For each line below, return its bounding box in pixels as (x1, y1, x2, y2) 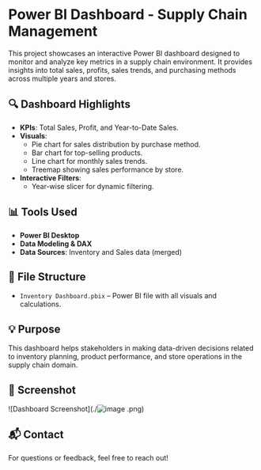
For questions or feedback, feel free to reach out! (8, 453, 168, 462)
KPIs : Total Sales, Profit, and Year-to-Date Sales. (19, 123, 180, 132)
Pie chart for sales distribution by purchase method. (31, 139, 201, 149)
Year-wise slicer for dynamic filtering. (31, 181, 154, 191)
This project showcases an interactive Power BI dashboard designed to (8, 48, 240, 58)
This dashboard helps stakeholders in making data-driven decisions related (8, 343, 255, 353)
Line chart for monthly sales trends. (31, 156, 148, 165)
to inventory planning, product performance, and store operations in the (8, 352, 243, 362)
